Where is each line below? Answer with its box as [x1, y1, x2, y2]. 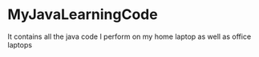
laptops [7, 40, 33, 49]
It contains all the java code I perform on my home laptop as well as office [7, 32, 252, 41]
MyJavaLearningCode [7, 6, 158, 24]
